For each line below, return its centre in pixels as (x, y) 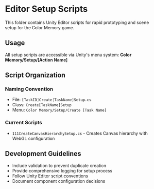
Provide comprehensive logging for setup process (62, 170)
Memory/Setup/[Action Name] (36, 60)
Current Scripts (24, 123)
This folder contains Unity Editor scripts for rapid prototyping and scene (77, 22)
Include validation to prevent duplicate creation (59, 165)
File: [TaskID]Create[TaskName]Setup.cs (52, 100)
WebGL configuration (33, 138)
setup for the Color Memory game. (40, 27)
